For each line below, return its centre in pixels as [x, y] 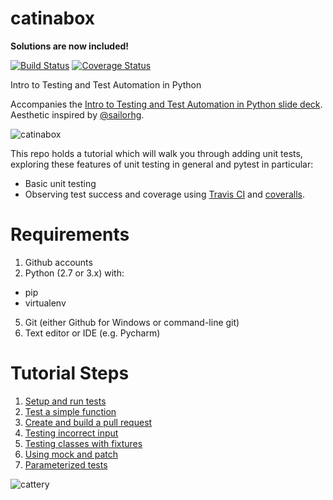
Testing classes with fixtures [83, 443]
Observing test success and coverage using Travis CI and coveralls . [164, 194]
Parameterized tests [66, 464]
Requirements [70, 234]
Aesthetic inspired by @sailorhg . [77, 114]
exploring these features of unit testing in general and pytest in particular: [162, 164]
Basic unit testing [60, 183]
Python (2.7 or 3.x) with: [74, 273]
